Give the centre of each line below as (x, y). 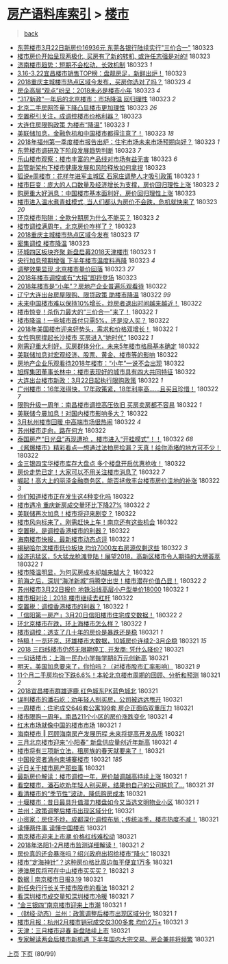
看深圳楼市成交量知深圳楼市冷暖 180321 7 (75, 896)
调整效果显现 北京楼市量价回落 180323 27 (76, 269)
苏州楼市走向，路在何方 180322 (61, 430)
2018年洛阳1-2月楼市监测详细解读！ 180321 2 (81, 845)
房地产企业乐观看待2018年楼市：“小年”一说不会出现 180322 (101, 363)
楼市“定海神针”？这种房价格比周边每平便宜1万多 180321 (94, 862)
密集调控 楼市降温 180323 (53, 243)
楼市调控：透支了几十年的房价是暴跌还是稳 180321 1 (90, 632)
